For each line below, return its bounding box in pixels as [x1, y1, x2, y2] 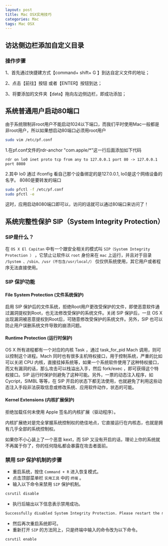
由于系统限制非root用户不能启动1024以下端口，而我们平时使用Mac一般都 [5, 121, 155, 127]
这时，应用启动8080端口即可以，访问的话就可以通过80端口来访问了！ [5, 201, 149, 207]
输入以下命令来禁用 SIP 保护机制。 [12, 481, 83, 487]
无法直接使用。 [9, 264, 40, 270]
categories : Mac [5, 16, 39, 21]
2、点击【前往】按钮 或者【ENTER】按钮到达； [5, 80, 102, 86]
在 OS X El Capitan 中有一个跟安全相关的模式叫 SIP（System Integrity [5, 246, 150, 252]
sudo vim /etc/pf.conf [5, 137, 52, 142]
